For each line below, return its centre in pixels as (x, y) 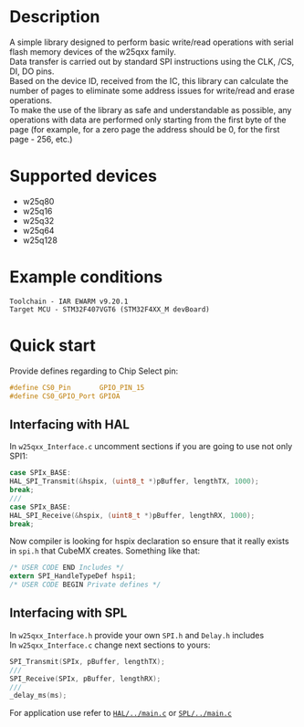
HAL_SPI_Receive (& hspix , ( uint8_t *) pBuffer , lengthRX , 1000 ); (132, 515)
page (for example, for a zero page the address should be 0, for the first (145, 129)
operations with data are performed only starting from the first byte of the (148, 120)
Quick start (52, 345)
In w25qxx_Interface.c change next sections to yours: (110, 645)
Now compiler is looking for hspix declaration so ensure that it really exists (149, 542)
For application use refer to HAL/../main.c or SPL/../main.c (121, 713)
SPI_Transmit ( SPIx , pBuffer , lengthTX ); (88, 661)
